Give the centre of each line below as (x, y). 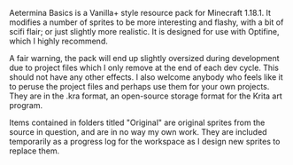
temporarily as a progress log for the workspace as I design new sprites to (145, 141)
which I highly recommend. (58, 41)
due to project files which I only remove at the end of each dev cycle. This (144, 67)
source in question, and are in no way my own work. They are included (138, 132)
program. (26, 105)
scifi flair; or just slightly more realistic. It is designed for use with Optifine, (145, 31)
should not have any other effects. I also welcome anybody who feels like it (146, 77)
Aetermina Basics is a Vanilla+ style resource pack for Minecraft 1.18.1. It (140, 13)
